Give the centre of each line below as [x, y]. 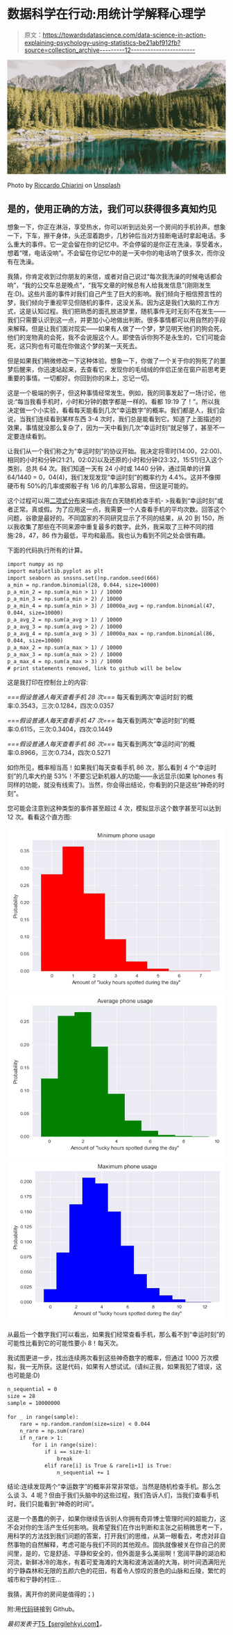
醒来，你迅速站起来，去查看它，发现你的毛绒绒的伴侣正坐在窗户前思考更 [122, 370]
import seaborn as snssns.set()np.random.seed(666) [83, 578]
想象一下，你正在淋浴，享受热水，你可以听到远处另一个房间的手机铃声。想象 [116, 227]
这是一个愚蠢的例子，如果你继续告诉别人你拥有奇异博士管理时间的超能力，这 [116, 1519]
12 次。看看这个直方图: [40, 817]
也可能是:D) [24, 1375]
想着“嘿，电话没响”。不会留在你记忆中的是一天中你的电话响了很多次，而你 [113, 253]
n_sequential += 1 [83, 1473]
